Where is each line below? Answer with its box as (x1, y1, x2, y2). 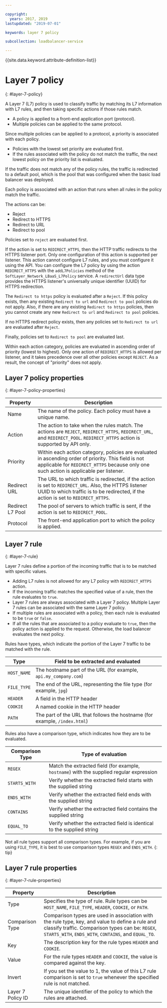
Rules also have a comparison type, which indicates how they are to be (5, 730, 151, 736)
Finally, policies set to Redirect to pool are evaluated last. (5, 334, 125, 340)
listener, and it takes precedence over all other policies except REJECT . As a (5, 354, 158, 360)
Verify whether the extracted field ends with (49, 791, 152, 798)
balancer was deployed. (5, 177, 55, 183)
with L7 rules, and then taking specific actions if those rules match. (5, 106, 143, 112)
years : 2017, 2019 (9, 16, 48, 21)
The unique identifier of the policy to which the (44, 988, 153, 995)
